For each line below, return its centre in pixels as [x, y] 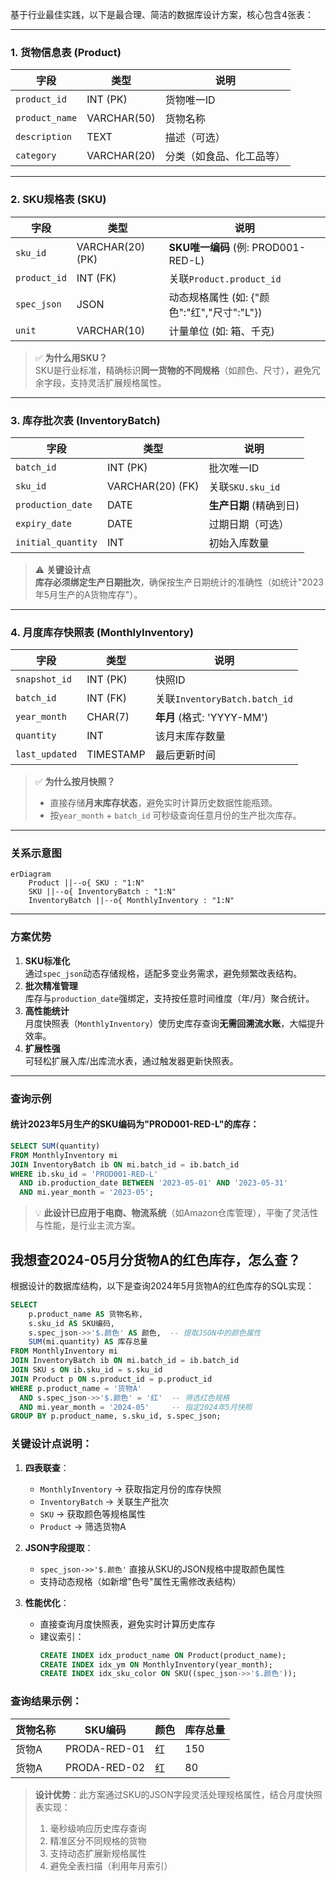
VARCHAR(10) [111, 330]
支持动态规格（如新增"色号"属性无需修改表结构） [140, 1581]
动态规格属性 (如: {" [214, 297]
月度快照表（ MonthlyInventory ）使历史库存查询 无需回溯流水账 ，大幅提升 [174, 1023]
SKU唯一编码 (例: [209, 247]
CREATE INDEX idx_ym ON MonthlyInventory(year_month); [156, 1664]
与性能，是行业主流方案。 [87, 1225]
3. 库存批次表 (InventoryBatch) [85, 420]
